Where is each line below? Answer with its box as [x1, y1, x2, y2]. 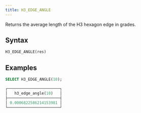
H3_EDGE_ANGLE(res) [5, 49, 47, 55]
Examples [5, 63, 37, 72]
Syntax [5, 36, 28, 45]
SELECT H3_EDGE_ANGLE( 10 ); [5, 77, 62, 82]
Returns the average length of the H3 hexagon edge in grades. [5, 21, 136, 27]
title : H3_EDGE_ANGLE [5, 7, 51, 13]
